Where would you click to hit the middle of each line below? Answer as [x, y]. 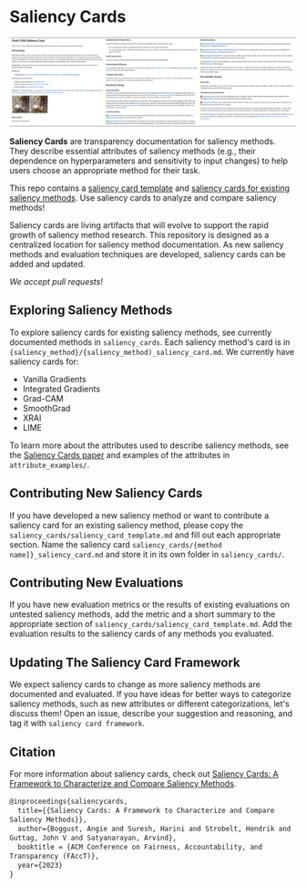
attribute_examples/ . [50, 464]
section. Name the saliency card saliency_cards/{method [116, 544]
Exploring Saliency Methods [91, 311]
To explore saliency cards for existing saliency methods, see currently [141, 332]
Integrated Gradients [61, 389]
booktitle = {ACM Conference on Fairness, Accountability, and [140, 847]
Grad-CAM [43, 398]
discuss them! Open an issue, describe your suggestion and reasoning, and [151, 714]
